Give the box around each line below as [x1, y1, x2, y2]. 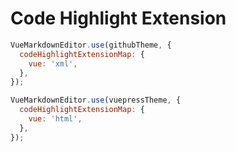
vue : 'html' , [28, 114, 83, 124]
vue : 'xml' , [28, 58, 78, 69]
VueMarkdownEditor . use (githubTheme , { [10, 40, 172, 50]
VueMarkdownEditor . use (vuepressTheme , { [10, 95, 182, 106]
